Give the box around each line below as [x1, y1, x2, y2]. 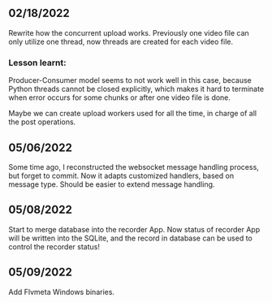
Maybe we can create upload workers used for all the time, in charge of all [8, 109, 257, 119]
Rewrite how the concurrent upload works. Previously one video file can [8, 28, 249, 37]
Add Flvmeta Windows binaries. [8, 287, 115, 297]
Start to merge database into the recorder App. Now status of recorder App [8, 224, 261, 234]
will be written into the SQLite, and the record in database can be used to [8, 233, 253, 243]
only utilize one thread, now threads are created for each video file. [8, 37, 234, 46]
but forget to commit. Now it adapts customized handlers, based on [8, 171, 234, 180]
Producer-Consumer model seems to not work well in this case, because [8, 76, 252, 85]
